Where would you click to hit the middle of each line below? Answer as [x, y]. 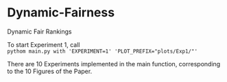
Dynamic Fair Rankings [39, 31]
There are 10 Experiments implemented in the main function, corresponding [114, 64]
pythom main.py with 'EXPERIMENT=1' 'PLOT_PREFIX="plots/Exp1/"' [102, 51]
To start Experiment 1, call [44, 44]
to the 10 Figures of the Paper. [50, 71]
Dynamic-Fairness [61, 13]
